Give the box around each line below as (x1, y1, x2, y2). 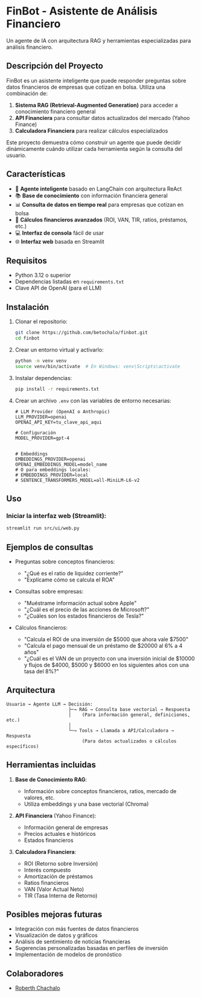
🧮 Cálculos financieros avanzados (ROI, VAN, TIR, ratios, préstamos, (14, 216, 188, 223)
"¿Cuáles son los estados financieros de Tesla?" (24, 612, 144, 619)
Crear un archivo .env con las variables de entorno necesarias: (14, 397, 171, 404)
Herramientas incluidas (6, 760, 97, 770)
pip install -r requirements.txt (14, 386, 100, 392)
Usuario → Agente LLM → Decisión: (6, 701, 94, 707)
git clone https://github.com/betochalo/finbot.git (14, 330, 148, 336)
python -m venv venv (14, 358, 67, 364)
